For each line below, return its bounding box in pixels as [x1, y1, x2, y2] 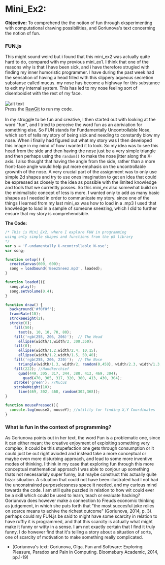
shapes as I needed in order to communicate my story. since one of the [5, 195, 150, 201]
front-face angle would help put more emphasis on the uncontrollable [5, 164, 146, 169]
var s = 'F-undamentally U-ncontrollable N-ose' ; [5, 243, 109, 248]
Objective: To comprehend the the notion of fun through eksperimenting [5, 20, 153, 26]
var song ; [5, 248, 26, 253]
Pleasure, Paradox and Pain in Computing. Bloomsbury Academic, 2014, [12, 549, 159, 555]
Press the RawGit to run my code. [5, 106, 73, 112]
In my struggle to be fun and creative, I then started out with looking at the [5, 117, 156, 123]
